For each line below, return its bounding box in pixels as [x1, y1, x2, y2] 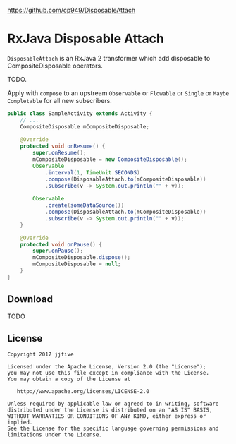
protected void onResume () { [20, 143, 106, 150]
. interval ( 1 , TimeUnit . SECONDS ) [44, 169, 140, 176]
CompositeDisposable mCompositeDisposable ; [20, 123, 150, 130]
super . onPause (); [32, 247, 83, 255]
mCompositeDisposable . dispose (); [32, 254, 131, 261]
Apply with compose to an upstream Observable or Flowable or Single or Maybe [7, 88, 230, 97]
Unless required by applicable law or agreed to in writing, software [7, 400, 219, 408]
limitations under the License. [7, 431, 102, 438]
